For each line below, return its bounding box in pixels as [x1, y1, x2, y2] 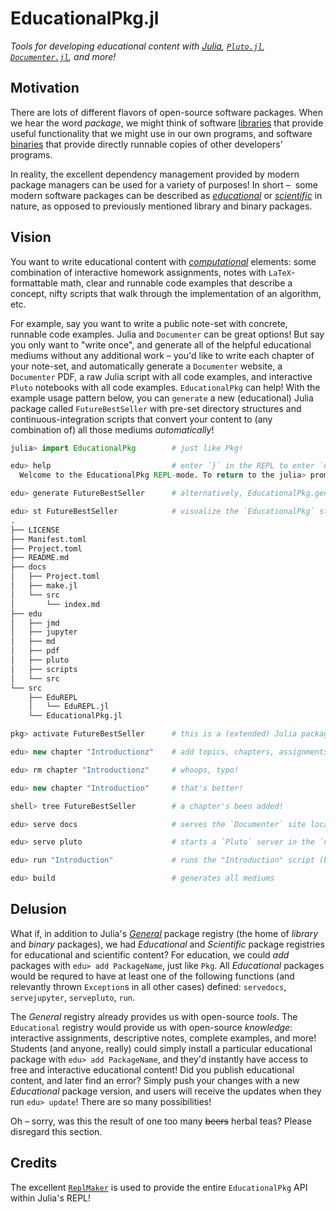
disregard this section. [10, 1125, 103, 1137]
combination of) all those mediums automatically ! [10, 423, 215, 436]
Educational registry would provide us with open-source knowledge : [10, 1021, 293, 1033]
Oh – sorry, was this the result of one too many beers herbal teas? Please [10, 1115, 312, 1127]
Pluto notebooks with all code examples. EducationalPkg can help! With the [10, 381, 321, 393]
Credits [10, 1155, 58, 1172]
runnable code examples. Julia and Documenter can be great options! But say [10, 328, 325, 340]
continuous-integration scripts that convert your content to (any [10, 413, 273, 425]
